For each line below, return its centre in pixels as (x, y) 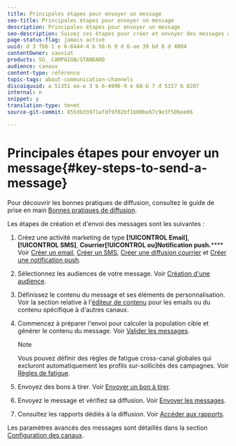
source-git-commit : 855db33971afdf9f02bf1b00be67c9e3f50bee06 (100, 112)
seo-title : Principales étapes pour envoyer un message (91, 20)
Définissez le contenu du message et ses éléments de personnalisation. (121, 295)
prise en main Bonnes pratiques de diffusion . (72, 210)
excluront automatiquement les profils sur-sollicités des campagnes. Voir (123, 365)
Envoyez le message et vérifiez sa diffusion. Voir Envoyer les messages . (122, 400)
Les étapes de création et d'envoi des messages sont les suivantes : (106, 223)
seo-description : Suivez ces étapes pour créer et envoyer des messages (116, 33)
